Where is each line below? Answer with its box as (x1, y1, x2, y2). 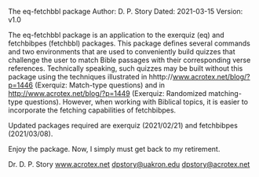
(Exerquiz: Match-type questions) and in (35, 80, 166, 90)
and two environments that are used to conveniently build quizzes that (8, 47, 235, 56)
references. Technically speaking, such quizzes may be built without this (8, 64, 243, 73)
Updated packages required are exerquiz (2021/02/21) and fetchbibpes (8, 121, 238, 130)
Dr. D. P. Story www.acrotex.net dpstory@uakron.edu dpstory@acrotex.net (8, 160, 250, 168)
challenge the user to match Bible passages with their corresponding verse (8, 55, 251, 65)
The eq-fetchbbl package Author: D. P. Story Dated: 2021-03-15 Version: (8, 7, 243, 16)
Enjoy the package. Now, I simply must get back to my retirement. (8, 145, 221, 153)
